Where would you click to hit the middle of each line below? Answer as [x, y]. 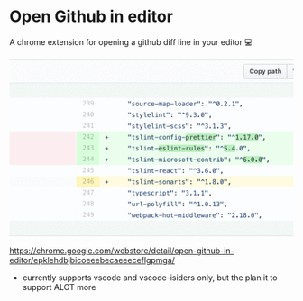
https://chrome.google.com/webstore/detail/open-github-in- [122, 251]
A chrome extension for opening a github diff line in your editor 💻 [131, 41]
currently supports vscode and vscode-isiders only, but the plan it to [150, 278]
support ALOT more [59, 287]
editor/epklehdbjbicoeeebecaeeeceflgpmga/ [92, 260]
